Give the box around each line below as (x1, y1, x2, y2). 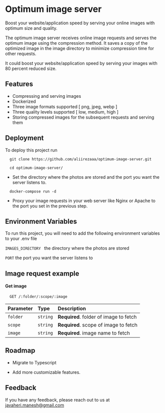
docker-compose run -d (9, 189, 56, 194)
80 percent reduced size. (5, 66, 57, 71)
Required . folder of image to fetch (57, 313, 137, 320)
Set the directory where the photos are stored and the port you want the (12, 174, 160, 180)
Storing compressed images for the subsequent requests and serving (12, 114, 155, 120)
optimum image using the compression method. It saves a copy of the (5, 40, 148, 46)
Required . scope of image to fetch (57, 321, 138, 328)
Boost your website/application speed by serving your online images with (5, 20, 155, 26)
